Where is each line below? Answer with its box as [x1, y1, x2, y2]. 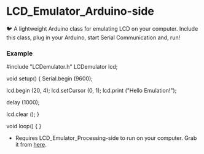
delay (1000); [6, 99, 40, 106]
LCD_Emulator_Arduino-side [6, 4, 155, 18]
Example [6, 49, 33, 58]
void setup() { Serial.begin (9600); [6, 75, 93, 82]
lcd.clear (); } [6, 110, 40, 118]
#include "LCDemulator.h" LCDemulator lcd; [6, 63, 118, 71]
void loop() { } [6, 123, 42, 130]
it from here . [15, 141, 47, 148]
